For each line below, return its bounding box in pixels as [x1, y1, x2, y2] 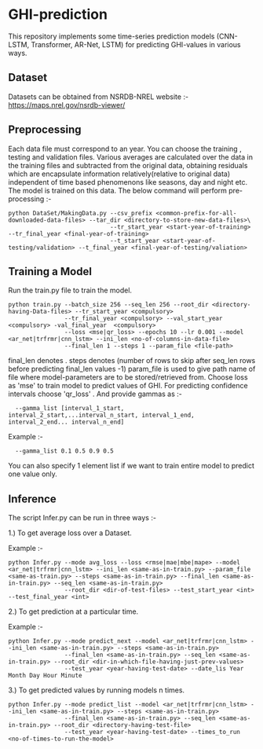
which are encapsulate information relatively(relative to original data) [8, 169, 231, 178]
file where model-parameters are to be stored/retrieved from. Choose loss [8, 373, 249, 382]
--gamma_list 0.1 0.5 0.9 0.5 [15, 447, 114, 455]
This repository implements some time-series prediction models [8, 31, 215, 41]
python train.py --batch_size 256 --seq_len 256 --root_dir [8, 301, 210, 309]
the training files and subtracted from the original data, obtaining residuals [8, 160, 248, 170]
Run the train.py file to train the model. [8, 285, 132, 296]
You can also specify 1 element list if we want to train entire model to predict [8, 461, 255, 471]
